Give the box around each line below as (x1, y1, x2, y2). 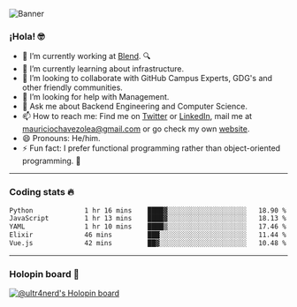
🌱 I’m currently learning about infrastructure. (21, 64, 185, 74)
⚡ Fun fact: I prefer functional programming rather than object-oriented (21, 143, 281, 153)
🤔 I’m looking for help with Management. (21, 92, 170, 102)
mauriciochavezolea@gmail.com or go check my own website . (21, 124, 250, 134)
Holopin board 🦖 (9, 267, 80, 280)
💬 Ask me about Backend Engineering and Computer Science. (21, 101, 247, 112)
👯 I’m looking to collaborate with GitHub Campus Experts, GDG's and (21, 73, 272, 84)
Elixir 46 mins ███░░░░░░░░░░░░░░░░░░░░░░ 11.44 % (9, 230, 287, 240)
